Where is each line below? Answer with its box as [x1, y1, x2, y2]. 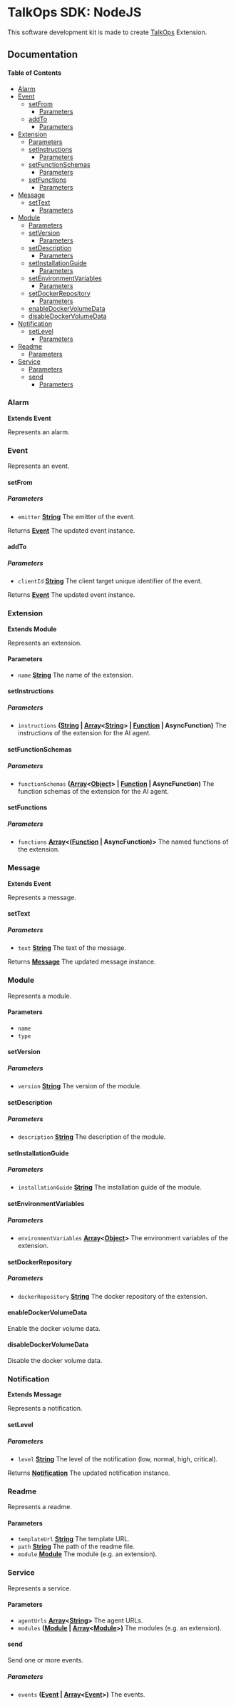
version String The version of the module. [17, 1082, 142, 1090]
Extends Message [7, 1390, 62, 1399]
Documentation [7, 48, 78, 61]
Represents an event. [7, 461, 70, 471]
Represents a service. [7, 1584, 71, 1593]
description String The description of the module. [17, 1132, 166, 1141]
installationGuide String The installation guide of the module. [17, 1183, 202, 1192]
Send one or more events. [7, 1656, 83, 1665]
